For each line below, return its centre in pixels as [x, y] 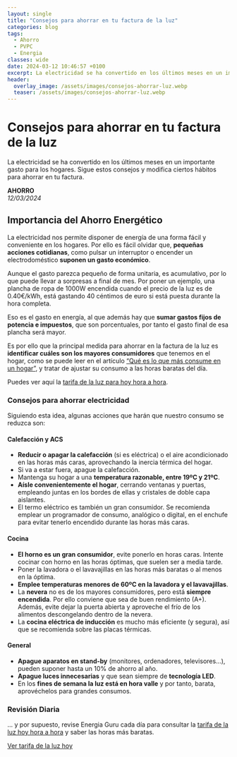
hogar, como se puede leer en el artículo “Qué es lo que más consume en [114, 361]
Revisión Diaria [34, 709]
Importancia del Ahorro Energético [85, 220]
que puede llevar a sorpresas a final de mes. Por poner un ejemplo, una [111, 281]
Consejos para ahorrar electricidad [68, 400]
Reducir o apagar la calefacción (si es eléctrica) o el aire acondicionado [123, 455]
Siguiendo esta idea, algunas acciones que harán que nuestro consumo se [116, 416]
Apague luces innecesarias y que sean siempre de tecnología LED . [117, 676]
